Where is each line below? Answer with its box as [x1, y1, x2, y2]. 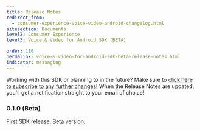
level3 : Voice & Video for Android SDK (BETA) [6, 37, 126, 43]
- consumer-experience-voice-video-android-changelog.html [12, 20, 165, 26]
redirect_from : [6, 15, 45, 21]
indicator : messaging [6, 59, 61, 65]
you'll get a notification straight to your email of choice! [6, 89, 145, 96]
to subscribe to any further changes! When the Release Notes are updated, [6, 82, 195, 90]
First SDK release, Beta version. [6, 118, 86, 125]
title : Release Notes [6, 8, 61, 15]
